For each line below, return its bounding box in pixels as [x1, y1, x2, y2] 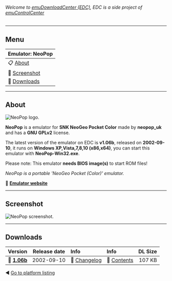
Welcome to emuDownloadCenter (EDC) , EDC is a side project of [5, 4, 142, 10]
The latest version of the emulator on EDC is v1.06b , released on [5, 139, 142, 145]
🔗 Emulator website [5, 180, 48, 186]
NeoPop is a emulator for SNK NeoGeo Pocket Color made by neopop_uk [5, 124, 162, 130]
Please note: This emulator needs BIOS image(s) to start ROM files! [5, 160, 147, 166]
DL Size [138, 248, 157, 255]
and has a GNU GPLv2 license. [5, 129, 70, 136]
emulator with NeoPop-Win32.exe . [5, 150, 80, 156]
